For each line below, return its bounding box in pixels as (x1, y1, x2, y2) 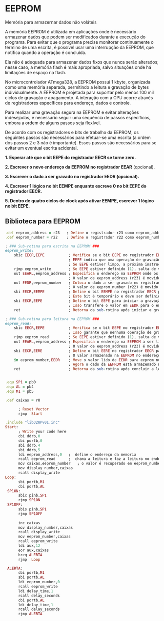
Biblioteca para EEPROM (5, 217, 81, 226)
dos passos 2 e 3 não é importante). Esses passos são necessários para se (5, 139, 157, 145)
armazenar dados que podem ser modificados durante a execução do (5, 34, 145, 40)
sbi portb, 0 (18, 438, 42, 443)
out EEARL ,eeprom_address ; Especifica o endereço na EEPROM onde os (14, 271, 159, 276)
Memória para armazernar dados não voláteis (5, 19, 97, 25)
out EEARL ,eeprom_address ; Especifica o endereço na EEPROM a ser (14, 339, 154, 344)
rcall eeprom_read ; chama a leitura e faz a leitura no (18, 457, 150, 461)
